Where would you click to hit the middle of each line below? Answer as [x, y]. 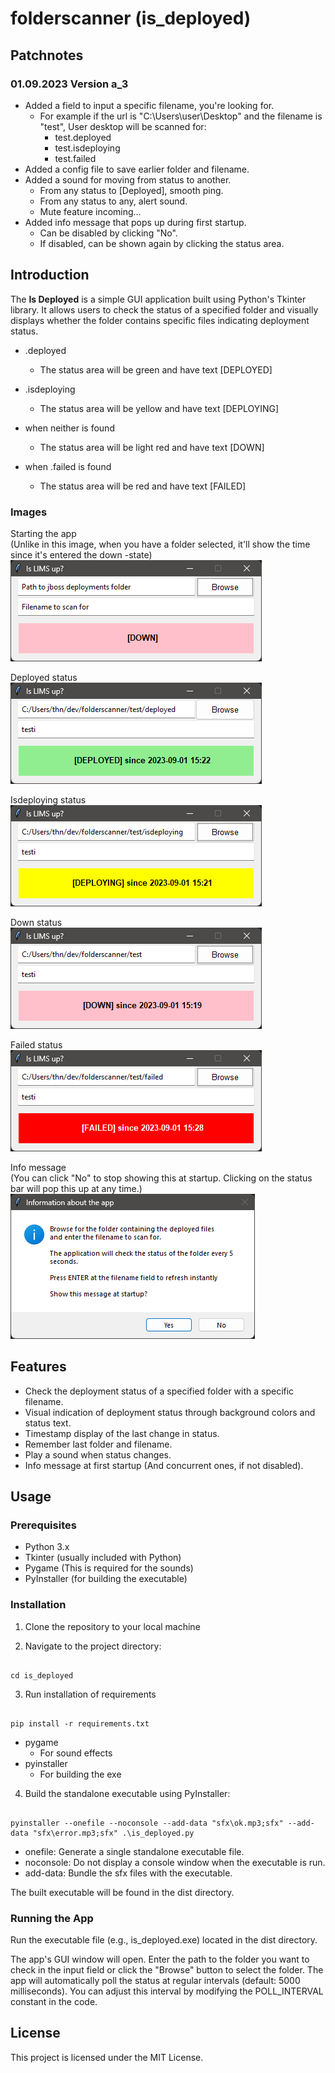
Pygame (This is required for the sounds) [109, 1568]
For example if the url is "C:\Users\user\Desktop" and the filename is [181, 116]
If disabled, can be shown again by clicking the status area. [162, 243]
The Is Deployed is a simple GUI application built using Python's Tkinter [158, 299]
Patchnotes [47, 55]
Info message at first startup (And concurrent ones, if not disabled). [164, 1465]
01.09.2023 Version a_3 [69, 84]
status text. [48, 1423]
